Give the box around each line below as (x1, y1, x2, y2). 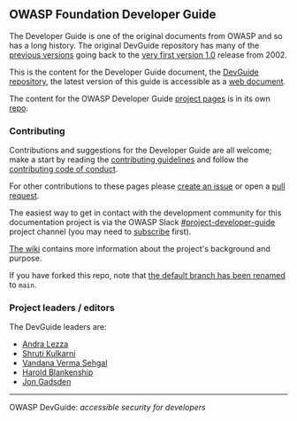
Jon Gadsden (21, 377, 72, 387)
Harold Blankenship (21, 367, 94, 378)
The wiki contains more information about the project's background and (9, 244, 271, 254)
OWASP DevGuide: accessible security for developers (9, 402, 206, 413)
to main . (9, 279, 37, 291)
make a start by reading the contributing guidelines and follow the (9, 154, 249, 165)
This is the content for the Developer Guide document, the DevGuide (9, 66, 259, 77)
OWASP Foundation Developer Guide (9, 7, 217, 22)
